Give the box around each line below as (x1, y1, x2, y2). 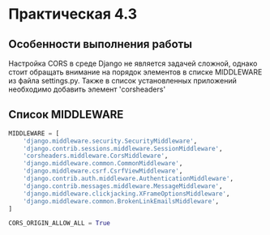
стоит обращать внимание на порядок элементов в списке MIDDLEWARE (8, 67, 263, 77)
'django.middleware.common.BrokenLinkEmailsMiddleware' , (23, 197, 220, 205)
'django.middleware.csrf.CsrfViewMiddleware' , (23, 167, 183, 175)
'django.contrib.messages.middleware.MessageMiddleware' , (23, 182, 223, 190)
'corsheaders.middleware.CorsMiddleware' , (23, 152, 169, 160)
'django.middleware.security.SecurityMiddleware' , (23, 137, 198, 145)
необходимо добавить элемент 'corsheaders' (8, 84, 166, 94)
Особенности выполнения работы (8, 37, 193, 51)
